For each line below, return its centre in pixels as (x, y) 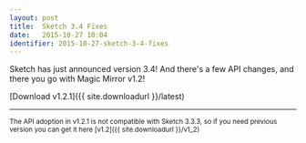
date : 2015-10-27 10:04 (58, 35)
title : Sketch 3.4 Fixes (58, 26)
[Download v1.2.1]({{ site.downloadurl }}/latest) (97, 97)
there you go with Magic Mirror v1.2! (77, 79)
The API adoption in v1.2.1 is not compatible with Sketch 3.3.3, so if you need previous (143, 122)
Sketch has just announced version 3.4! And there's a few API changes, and (152, 69)
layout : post (34, 18)
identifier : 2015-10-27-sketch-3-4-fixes (89, 43)
